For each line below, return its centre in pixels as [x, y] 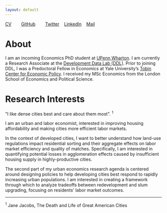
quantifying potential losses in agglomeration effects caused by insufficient [82, 154]
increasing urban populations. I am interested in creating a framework [77, 180]
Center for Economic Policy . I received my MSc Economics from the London [83, 74]
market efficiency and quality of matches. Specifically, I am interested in [79, 149]
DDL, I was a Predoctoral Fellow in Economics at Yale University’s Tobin [78, 68]
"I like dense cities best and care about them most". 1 [59, 113]
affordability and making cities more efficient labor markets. [66, 129]
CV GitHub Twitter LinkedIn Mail [50, 24]
